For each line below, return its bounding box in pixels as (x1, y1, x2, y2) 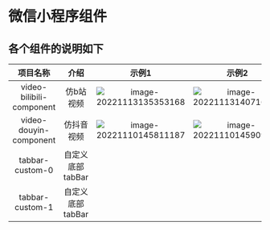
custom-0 (14, 165, 54, 176)
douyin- (18, 125, 50, 135)
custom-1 (14, 202, 54, 212)
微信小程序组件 (8, 7, 108, 26)
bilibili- (20, 91, 48, 103)
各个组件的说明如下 (8, 42, 104, 55)
